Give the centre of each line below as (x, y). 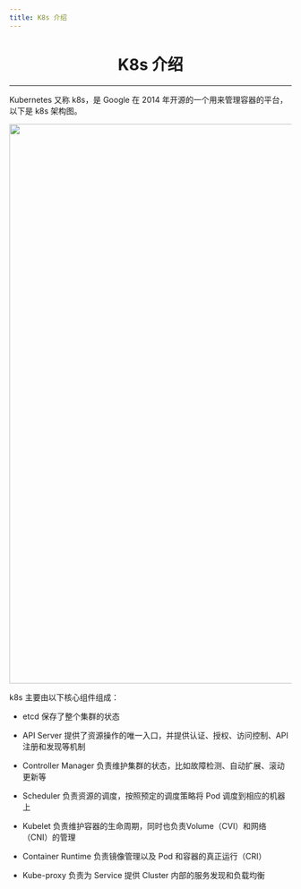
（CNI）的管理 (49, 837)
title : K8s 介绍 (38, 17)
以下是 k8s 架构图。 (46, 111)
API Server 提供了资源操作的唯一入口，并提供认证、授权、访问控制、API (155, 735)
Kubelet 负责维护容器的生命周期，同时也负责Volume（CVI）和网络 (144, 825)
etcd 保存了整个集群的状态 (71, 716)
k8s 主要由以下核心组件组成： (64, 697)
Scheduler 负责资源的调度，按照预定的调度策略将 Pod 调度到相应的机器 (154, 795)
